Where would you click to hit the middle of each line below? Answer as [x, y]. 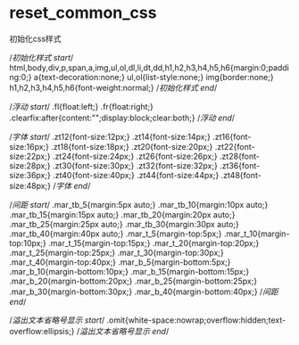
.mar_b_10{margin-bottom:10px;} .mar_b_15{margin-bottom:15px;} [129, 271]
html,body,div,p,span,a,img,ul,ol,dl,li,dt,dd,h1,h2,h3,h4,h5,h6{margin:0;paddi [149, 67]
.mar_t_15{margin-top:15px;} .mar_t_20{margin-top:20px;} [154, 242]
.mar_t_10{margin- [257, 234]
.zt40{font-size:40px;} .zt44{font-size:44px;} [136, 175]
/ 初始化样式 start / [42, 57]
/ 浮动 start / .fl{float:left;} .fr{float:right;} [82, 106]
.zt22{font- [235, 146]
